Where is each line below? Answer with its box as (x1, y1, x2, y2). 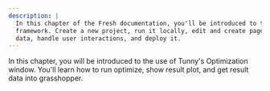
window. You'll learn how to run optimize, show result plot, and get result (8, 65, 249, 75)
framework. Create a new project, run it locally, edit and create (15, 27, 247, 35)
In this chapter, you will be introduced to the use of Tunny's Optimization (8, 56, 249, 66)
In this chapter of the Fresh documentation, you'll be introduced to (15, 19, 257, 27)
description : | (8, 11, 59, 20)
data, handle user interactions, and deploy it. (15, 34, 182, 43)
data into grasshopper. (8, 73, 84, 83)
